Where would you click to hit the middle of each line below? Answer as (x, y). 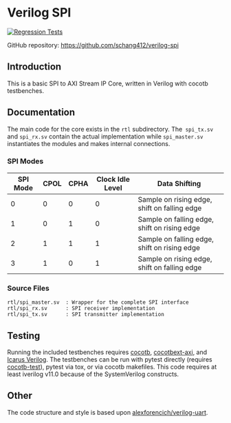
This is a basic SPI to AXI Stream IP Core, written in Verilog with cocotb (108, 83)
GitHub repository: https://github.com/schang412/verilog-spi (93, 45)
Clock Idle (113, 179)
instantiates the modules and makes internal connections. (89, 143)
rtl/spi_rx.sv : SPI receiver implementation (81, 309)
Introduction (34, 67)
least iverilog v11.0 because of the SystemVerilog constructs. (93, 374)
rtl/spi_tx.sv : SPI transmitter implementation (86, 315)
